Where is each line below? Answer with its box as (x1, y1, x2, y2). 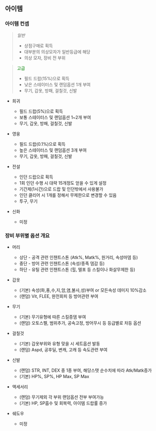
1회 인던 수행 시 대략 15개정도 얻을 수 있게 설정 (19, 180, 107, 186)
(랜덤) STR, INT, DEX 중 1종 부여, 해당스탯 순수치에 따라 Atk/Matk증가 (19, 367, 152, 373)
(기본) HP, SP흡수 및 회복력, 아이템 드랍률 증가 (19, 400, 108, 406)
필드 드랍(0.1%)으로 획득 (19, 141, 66, 147)
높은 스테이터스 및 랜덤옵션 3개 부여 (19, 147, 87, 153)
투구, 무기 (19, 198, 38, 204)
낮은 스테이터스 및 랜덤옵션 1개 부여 (24, 82, 91, 87)
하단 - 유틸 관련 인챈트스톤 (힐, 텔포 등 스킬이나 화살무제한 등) (19, 266, 136, 272)
